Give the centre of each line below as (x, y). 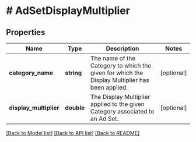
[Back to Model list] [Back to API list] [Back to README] (73, 133)
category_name (31, 73)
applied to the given (117, 104)
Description (123, 49)
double (75, 108)
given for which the (117, 73)
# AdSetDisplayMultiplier (68, 11)
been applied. (109, 87)
